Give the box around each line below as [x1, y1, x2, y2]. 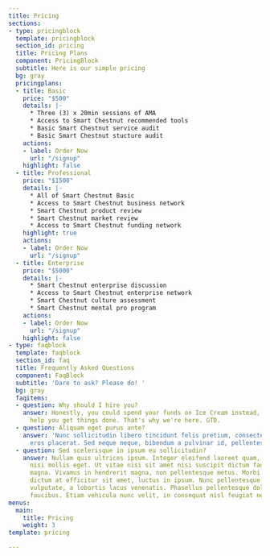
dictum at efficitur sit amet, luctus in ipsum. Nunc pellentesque [29, 476, 261, 484]
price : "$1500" [22, 176, 74, 185]
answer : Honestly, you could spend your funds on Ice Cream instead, [22, 409, 261, 417]
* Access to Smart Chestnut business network [29, 199, 185, 207]
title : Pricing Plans [15, 49, 88, 57]
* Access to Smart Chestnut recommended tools [29, 117, 189, 125]
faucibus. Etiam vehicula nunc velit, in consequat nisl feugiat [29, 491, 253, 500]
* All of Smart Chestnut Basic [29, 191, 135, 200]
